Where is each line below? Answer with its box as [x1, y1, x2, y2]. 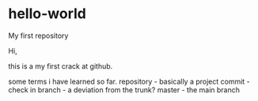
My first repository [8, 31, 69, 40]
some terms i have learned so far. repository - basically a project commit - [8, 77, 251, 86]
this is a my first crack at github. [8, 61, 113, 71]
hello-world [8, 5, 87, 23]
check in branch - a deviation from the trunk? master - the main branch [8, 84, 240, 95]
